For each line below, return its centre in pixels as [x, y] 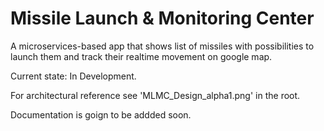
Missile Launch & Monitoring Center [162, 18]
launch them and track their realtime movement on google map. [141, 56]
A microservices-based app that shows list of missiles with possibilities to [162, 46]
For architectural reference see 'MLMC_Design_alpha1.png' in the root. [155, 95]
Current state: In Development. [73, 76]
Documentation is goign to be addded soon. [101, 114]
